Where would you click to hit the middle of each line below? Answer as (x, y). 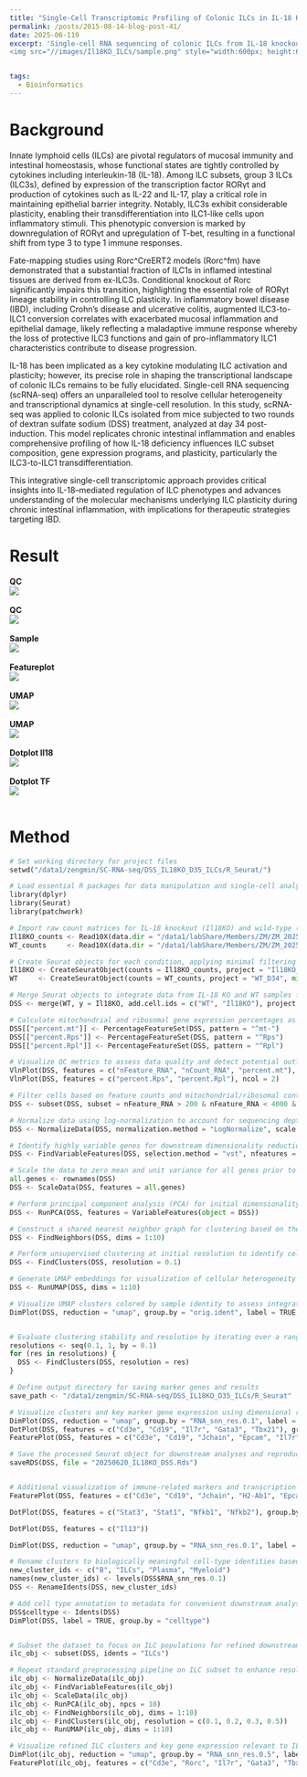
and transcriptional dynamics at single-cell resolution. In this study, (136, 404)
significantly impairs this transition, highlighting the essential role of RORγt (149, 290)
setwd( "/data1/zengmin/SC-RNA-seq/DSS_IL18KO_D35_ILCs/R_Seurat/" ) (141, 870)
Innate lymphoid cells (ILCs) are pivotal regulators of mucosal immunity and (152, 155)
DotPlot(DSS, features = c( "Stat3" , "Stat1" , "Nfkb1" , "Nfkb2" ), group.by (155, 1512)
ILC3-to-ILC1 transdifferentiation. (71, 462)
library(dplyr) (38, 895)
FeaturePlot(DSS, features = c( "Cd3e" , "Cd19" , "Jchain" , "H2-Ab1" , (143, 1496)
